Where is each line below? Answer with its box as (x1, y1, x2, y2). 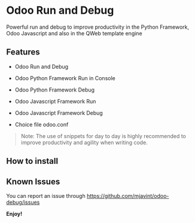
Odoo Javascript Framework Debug (14, 109, 103, 117)
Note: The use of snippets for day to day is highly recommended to (20, 132, 187, 139)
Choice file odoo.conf (14, 121, 69, 128)
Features (6, 47, 40, 57)
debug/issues (6, 198, 40, 206)
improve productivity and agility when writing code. (20, 139, 148, 146)
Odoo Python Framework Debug (14, 86, 95, 93)
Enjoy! (6, 210, 23, 217)
